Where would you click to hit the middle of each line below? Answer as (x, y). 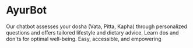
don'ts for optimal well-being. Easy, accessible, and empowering (84, 39)
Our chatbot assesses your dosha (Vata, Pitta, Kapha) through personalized (97, 26)
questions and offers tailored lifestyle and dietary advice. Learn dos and (92, 32)
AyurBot (27, 10)
